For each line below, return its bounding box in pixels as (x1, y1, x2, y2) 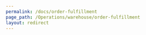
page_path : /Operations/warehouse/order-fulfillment (5, 14, 141, 20)
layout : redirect (5, 20, 49, 26)
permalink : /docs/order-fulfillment (5, 8, 97, 15)
